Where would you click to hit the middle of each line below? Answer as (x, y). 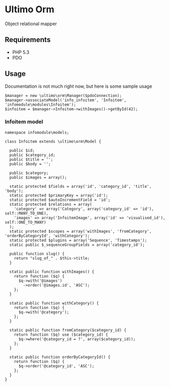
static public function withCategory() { (54, 303)
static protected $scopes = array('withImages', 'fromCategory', (81, 231)
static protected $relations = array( (51, 204)
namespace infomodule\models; (37, 132)
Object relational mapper (31, 24)
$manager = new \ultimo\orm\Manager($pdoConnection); (63, 95)
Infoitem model (24, 122)
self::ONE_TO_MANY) (26, 222)
